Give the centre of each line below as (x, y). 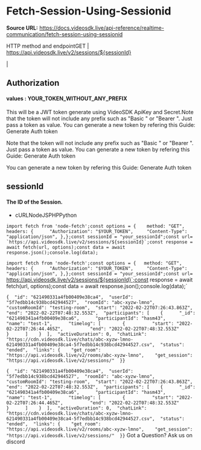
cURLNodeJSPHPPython (46, 215)
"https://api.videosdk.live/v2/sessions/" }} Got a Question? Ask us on (100, 436)
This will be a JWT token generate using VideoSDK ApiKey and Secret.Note (100, 112)
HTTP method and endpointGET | (48, 46)
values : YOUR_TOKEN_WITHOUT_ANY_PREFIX (67, 98)
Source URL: (22, 28)
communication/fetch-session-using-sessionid (65, 34)
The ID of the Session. (35, 202)
